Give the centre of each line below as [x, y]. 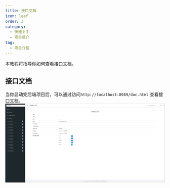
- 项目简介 [20, 37]
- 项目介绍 [20, 48]
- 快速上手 [20, 32]
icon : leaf [17, 16]
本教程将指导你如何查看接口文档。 [41, 64]
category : [16, 27]
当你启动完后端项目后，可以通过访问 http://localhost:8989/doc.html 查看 [82, 94]
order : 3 [14, 21]
